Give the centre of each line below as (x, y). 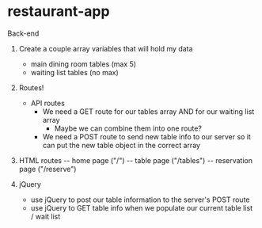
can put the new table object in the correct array (122, 145)
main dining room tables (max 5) (83, 64)
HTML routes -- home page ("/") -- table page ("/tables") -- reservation (135, 160)
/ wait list (46, 216)
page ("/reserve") (47, 169)
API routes (47, 103)
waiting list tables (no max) (75, 72)
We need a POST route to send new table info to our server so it (146, 136)
